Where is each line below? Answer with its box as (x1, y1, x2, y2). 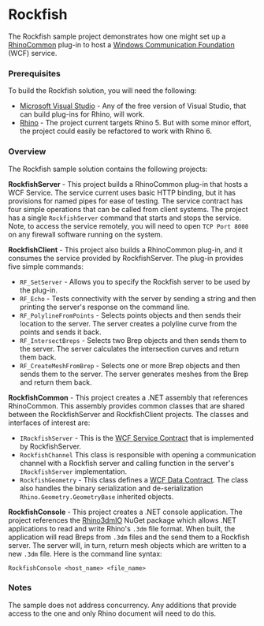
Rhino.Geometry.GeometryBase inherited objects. (19, 491, 174, 501)
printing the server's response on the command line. (19, 302, 191, 311)
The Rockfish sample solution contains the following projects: (8, 164, 208, 173)
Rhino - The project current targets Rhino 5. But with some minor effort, (19, 118, 252, 128)
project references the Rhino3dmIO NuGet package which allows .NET (8, 515, 237, 525)
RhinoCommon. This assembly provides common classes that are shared (8, 401, 245, 411)
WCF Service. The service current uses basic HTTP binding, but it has (8, 188, 236, 197)
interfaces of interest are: (8, 418, 91, 427)
